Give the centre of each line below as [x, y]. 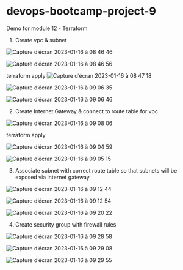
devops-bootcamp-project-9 [81, 11]
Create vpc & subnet [41, 40]
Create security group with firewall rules [66, 224]
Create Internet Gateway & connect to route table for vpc [87, 111]
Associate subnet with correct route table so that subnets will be [96, 170]
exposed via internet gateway [52, 177]
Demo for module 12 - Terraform [47, 28]
